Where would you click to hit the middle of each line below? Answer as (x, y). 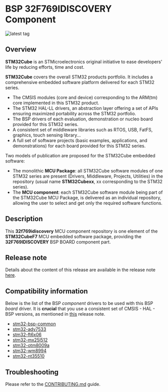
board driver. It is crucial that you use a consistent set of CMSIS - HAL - (80, 309)
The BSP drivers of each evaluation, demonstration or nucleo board (82, 119)
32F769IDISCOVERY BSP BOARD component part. (58, 242)
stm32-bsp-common (34, 324)
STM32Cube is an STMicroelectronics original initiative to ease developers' (84, 62)
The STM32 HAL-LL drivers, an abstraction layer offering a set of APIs (85, 108)
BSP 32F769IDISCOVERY (59, 9)
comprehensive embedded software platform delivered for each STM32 (80, 82)
